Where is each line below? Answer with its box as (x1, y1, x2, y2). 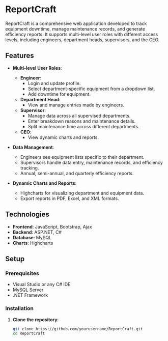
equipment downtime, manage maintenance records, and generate (5, 25, 145, 32)
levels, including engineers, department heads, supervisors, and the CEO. (5, 37, 160, 43)
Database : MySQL (12, 234, 52, 240)
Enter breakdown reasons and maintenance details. (27, 118, 136, 124)
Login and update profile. (27, 80, 81, 86)
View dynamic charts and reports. (27, 134, 99, 140)
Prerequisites (5, 270, 39, 277)
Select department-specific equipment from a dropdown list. (27, 86, 155, 92)
